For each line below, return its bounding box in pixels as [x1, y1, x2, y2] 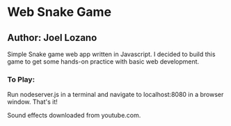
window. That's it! [7, 98, 58, 106]
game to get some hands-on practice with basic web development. [7, 57, 200, 66]
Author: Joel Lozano [7, 32, 97, 44]
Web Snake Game [7, 4, 112, 20]
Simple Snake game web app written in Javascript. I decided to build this [7, 50, 216, 58]
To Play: [7, 74, 35, 84]
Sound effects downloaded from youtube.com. [7, 111, 141, 120]
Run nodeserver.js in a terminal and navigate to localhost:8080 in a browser [7, 91, 224, 99]
